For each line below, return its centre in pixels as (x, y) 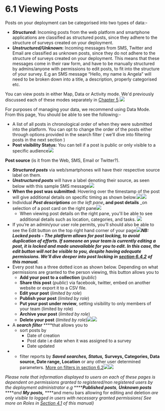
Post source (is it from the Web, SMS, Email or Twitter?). (62, 160)
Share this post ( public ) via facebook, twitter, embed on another (85, 282)
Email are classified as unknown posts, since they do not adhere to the (84, 53)
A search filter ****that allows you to (50, 325)
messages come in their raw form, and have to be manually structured (83, 63)
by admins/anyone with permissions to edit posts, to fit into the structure (86, 69)
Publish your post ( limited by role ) (54, 298)
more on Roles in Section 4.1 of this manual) (50, 403)
